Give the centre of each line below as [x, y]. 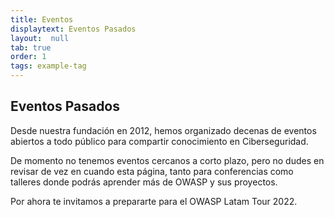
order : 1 [28, 57]
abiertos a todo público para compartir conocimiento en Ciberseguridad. [159, 141]
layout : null [40, 38]
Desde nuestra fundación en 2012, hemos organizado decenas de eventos [163, 130]
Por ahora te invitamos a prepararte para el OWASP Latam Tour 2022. [154, 201]
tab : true [31, 47]
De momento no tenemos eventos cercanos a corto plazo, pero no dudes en [167, 160]
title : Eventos [42, 19]
